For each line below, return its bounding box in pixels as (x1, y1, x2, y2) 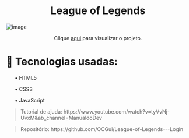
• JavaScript (14, 97, 45, 104)
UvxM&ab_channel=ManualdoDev (20, 114, 102, 121)
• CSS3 (14, 86, 33, 93)
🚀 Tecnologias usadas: (6, 55, 118, 68)
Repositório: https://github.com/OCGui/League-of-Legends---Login (20, 125, 184, 132)
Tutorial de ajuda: (20, 108, 62, 115)
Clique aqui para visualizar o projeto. (54, 34, 142, 41)
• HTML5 (14, 74, 37, 81)
